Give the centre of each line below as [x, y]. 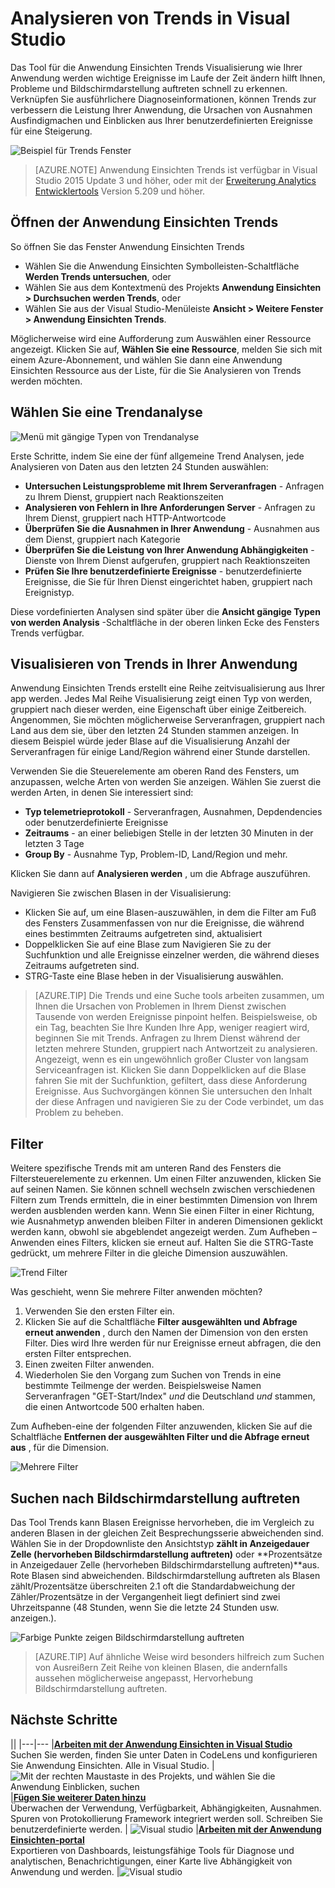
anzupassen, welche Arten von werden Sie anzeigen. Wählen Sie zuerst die [166, 782]
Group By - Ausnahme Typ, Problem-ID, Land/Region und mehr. [156, 854]
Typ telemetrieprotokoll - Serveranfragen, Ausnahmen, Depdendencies [173, 812]
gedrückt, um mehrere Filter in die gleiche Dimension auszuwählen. [149, 1253]
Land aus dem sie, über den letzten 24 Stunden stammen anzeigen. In [155, 731]
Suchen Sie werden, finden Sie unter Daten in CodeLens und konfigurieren [164, 1754]
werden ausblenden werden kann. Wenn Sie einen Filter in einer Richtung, [162, 1211]
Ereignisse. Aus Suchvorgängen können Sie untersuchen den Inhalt [173, 1091]
